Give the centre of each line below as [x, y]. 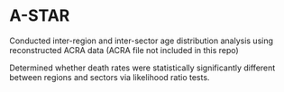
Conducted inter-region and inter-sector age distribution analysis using [141, 41]
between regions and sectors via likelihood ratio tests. [110, 77]
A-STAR [40, 16]
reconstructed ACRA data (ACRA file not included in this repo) [124, 50]
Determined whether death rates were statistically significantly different [142, 68]
